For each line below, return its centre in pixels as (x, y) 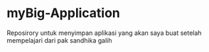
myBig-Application (63, 13)
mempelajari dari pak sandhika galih (59, 40)
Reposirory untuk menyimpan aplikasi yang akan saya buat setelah (104, 33)
